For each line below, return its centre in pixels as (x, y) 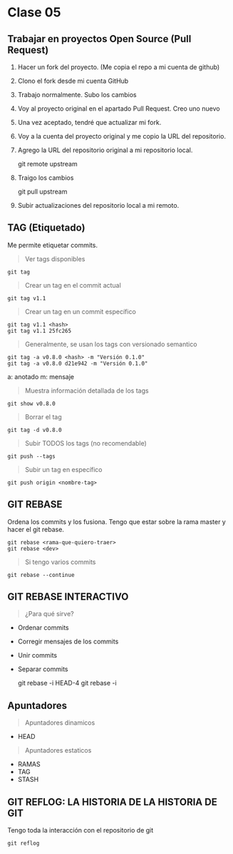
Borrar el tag (43, 417)
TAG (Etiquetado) (46, 228)
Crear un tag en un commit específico (81, 311)
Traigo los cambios (46, 178)
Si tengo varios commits (60, 562)
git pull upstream (42, 191)
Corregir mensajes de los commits (68, 642)
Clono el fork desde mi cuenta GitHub (73, 81)
